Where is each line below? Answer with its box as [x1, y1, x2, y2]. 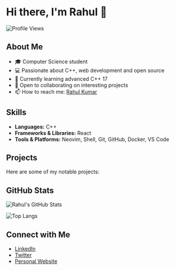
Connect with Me [6, 229, 71, 239]
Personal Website [14, 258, 58, 265]
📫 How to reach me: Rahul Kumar [14, 88, 97, 95]
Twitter [14, 252, 32, 258]
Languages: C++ [14, 123, 57, 130]
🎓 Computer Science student [14, 58, 88, 65]
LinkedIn [14, 245, 36, 252]
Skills [6, 107, 27, 117]
